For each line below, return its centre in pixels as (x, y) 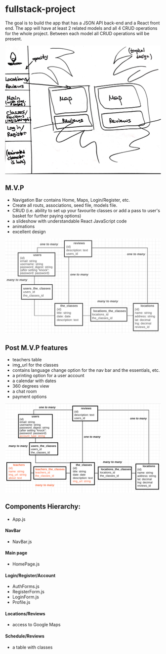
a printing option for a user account (48, 376)
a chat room (24, 392)
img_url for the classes (35, 365)
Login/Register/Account (30, 575)
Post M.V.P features (37, 348)
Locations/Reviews (25, 613)
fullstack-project (40, 9)
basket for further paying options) (47, 216)
